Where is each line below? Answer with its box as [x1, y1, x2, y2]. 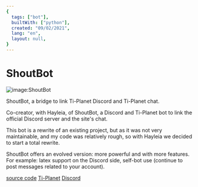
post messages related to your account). [6, 163, 105, 170]
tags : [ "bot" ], [11, 14, 49, 20]
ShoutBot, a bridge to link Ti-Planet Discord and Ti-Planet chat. [6, 98, 160, 105]
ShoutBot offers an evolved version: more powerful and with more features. [6, 151, 190, 158]
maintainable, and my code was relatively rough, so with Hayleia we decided [6, 133, 192, 140]
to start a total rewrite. [6, 139, 60, 146]
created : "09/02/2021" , [11, 25, 70, 31]
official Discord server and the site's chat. [6, 115, 108, 122]
